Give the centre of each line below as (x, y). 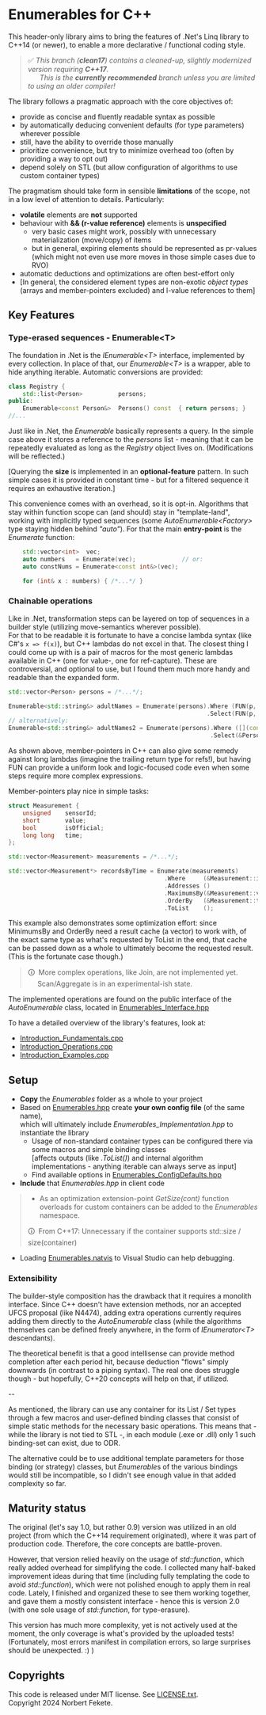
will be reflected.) (37, 456)
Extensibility (33, 1279)
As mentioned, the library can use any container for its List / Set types (122, 1409)
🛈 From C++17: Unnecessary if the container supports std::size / (134, 1231)
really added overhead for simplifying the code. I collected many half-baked (132, 1568)
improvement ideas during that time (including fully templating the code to (129, 1576)
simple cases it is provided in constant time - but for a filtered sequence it (129, 480)
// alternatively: (38, 721)
